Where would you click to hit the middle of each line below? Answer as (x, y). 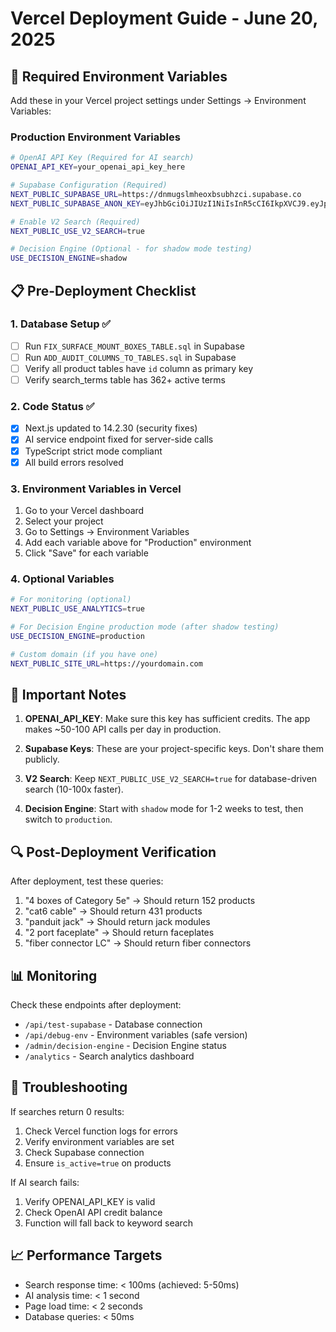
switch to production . (68, 819)
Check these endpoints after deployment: (96, 1004)
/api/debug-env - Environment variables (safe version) (136, 1034)
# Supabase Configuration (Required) (89, 185)
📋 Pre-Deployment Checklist (103, 290)
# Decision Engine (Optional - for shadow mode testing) (131, 249)
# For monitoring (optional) (71, 600)
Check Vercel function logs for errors (101, 1131)
